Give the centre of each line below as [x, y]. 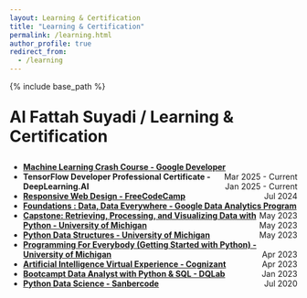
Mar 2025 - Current [260, 176]
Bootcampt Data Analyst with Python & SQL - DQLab [124, 274]
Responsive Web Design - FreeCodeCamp [104, 196]
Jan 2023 [280, 274]
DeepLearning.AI [56, 186]
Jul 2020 [281, 283]
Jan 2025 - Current [261, 186]
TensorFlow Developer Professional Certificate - [116, 176]
